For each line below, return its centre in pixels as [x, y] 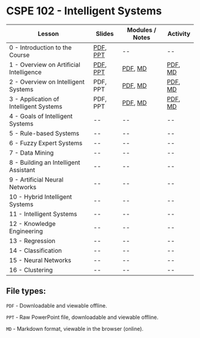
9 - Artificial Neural [36, 179]
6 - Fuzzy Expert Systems [46, 143]
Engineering [26, 231]
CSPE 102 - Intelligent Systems [84, 11]
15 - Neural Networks [40, 260]
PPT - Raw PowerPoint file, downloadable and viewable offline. [82, 317]
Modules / [142, 30]
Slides [105, 33]
